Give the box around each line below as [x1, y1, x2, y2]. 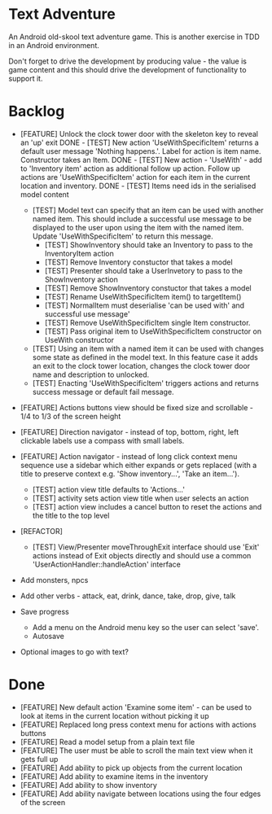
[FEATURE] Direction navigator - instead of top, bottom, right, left [20, 427, 239, 436]
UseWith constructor [44, 335, 114, 344]
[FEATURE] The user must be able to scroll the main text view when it [20, 746, 253, 755]
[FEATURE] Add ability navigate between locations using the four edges [20, 789, 261, 799]
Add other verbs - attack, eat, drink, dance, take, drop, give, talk [20, 591, 236, 601]
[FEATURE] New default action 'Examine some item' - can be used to [20, 702, 252, 712]
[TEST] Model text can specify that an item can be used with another [32, 205, 264, 215]
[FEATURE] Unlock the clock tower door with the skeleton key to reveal [20, 129, 259, 138]
